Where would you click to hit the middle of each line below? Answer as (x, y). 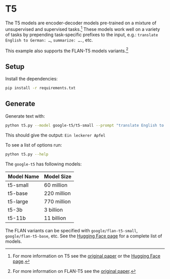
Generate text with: (25, 116)
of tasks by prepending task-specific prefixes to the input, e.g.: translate (82, 34)
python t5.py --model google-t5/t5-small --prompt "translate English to (85, 125)
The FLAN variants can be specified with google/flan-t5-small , (72, 230)
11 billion (55, 218)
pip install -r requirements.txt (40, 88)
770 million (57, 201)
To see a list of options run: (34, 145)
